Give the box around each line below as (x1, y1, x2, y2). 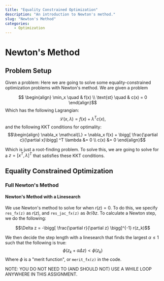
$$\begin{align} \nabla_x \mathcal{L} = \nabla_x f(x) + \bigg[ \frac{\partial (7, 131, 158, 137)
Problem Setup (5, 66, 52, 75)
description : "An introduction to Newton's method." (5, 12, 116, 17)
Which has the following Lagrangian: (5, 107, 79, 114)
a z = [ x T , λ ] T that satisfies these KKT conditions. (5, 152, 105, 159)
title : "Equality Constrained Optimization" (5, 7, 98, 12)
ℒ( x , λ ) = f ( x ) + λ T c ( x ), (60, 115, 106, 121)
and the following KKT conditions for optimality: (5, 124, 102, 130)
